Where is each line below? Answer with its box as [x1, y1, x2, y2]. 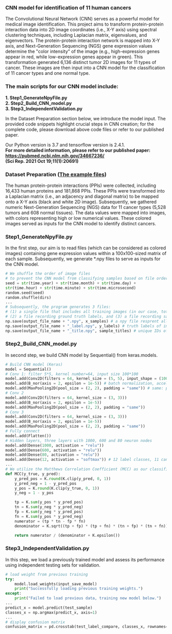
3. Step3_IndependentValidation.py [5, 105, 83, 112]
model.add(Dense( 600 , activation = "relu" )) [5, 448, 102, 453]
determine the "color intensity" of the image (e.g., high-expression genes [5, 48, 160, 55]
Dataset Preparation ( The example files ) [5, 171, 106, 178]
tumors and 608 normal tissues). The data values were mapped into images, [5, 209, 166, 216]
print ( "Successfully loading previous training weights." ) [14, 586, 143, 591]
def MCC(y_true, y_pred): [5, 471, 60, 476]
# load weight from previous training [5, 572, 88, 577]
